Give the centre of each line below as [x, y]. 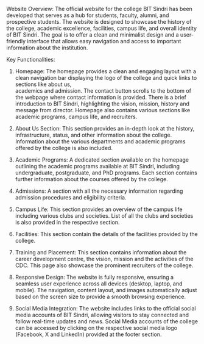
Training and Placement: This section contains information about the [101, 252]
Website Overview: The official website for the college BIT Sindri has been [100, 9]
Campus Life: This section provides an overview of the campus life [99, 209]
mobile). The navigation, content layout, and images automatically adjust [106, 290]
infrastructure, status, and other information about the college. [93, 135]
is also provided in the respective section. [67, 222]
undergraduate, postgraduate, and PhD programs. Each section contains [106, 173]
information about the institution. [47, 48]
